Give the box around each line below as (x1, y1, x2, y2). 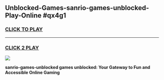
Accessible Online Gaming (5, 69, 60, 75)
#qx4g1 (42, 12, 66, 20)
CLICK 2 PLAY (5, 44, 39, 51)
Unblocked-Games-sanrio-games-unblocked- (5, 4, 149, 12)
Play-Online (5, 12, 41, 20)
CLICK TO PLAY (5, 26, 43, 33)
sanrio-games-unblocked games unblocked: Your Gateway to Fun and (5, 64, 150, 70)
